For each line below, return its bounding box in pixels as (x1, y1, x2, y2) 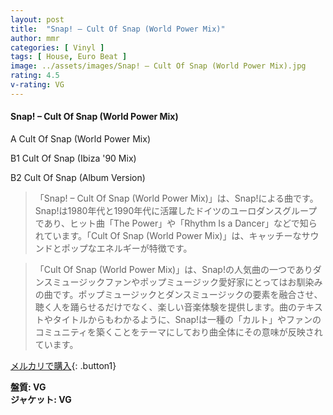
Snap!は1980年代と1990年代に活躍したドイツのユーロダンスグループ (34, 204, 318, 216)
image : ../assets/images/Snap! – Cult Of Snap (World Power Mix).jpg (10, 61, 307, 71)
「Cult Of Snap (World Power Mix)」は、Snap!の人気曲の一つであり (34, 263, 313, 275)
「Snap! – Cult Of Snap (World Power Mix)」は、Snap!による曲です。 (34, 192, 319, 204)
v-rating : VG (10, 80, 65, 90)
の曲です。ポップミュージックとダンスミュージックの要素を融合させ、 (34, 288, 323, 300)
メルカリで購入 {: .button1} (10, 359, 117, 371)
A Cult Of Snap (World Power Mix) (10, 132, 152, 145)
